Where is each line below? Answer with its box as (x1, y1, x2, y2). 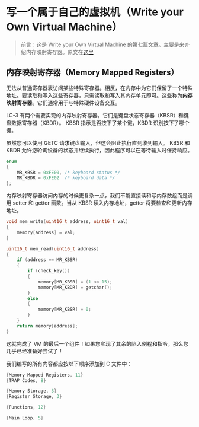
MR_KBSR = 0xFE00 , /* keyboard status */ (17, 170, 120, 176)
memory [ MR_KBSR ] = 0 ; (37, 307, 92, 313)
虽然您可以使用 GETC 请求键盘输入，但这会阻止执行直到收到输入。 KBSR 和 (6, 139, 191, 146)
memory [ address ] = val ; (17, 230, 76, 235)
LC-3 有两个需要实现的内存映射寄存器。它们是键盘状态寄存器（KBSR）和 (6, 111, 184, 119)
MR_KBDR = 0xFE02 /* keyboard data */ (17, 175, 115, 181)
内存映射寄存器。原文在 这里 (25, 48, 94, 55)
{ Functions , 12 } (6, 404, 46, 410)
